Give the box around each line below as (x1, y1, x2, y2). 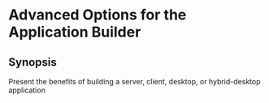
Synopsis (8, 55, 57, 69)
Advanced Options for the (8, 6, 187, 24)
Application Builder (8, 23, 141, 41)
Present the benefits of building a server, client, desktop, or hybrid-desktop (8, 77, 261, 86)
